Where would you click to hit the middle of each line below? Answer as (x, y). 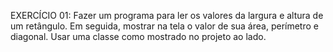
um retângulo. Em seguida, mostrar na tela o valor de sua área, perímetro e (164, 26)
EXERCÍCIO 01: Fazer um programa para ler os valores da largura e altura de (167, 15)
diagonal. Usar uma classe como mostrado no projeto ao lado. (138, 36)
